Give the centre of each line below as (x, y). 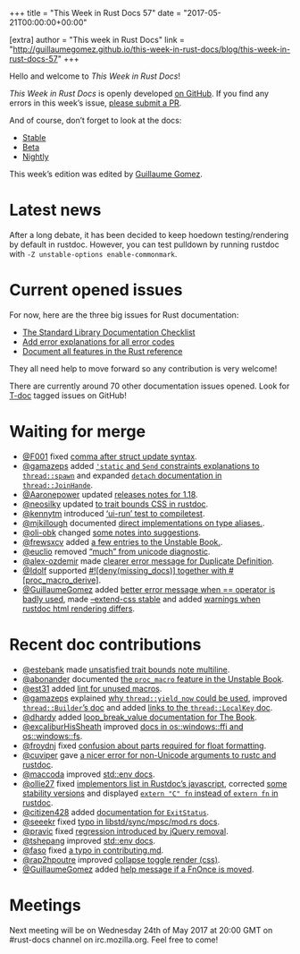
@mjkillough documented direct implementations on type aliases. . (143, 523)
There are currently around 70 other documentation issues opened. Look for (150, 386)
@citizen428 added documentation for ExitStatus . (116, 812)
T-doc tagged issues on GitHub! (68, 395)
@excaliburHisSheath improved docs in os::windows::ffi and (133, 726)
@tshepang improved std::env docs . (89, 840)
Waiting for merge (77, 432)
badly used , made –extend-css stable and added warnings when (141, 599)
